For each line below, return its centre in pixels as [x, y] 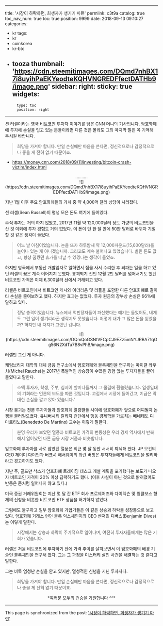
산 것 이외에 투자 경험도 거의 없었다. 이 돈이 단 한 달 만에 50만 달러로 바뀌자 [76, 229]
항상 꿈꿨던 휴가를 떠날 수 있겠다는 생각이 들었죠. [69, 257]
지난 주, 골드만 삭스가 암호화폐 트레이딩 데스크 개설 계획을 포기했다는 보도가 [76, 471]
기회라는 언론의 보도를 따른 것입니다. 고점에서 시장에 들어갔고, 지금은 [87, 393]
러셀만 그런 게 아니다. [25, 354]
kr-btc [18, 49]
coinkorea [22, 43]
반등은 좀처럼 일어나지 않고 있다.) [36, 483]
